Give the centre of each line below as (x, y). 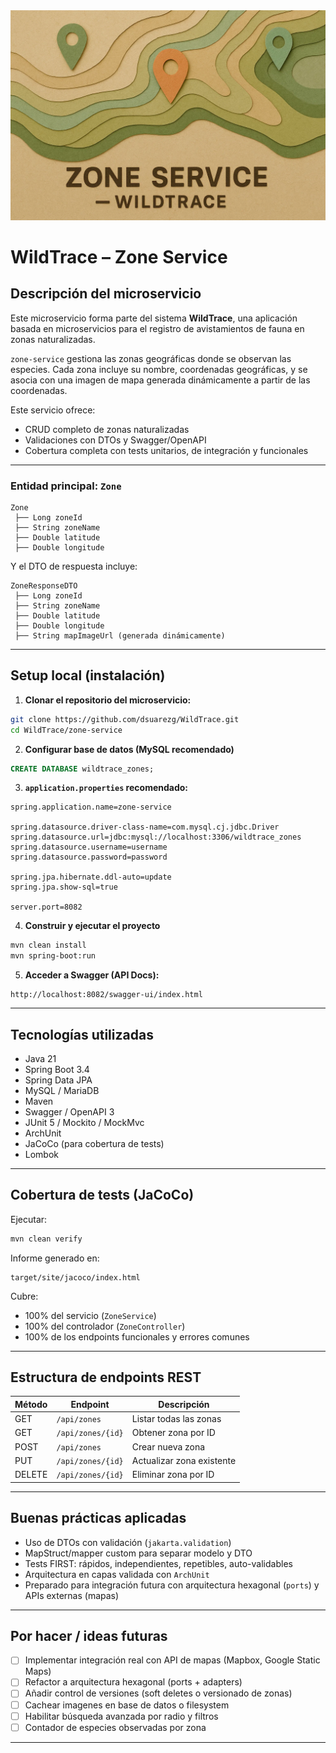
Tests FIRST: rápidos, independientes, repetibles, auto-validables (158, 1563)
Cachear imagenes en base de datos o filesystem (127, 1705)
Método (31, 1404)
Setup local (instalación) (88, 675)
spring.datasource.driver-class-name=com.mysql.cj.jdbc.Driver (145, 827)
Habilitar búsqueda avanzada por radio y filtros (121, 1716)
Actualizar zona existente (184, 1460)
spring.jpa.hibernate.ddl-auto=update (91, 877)
